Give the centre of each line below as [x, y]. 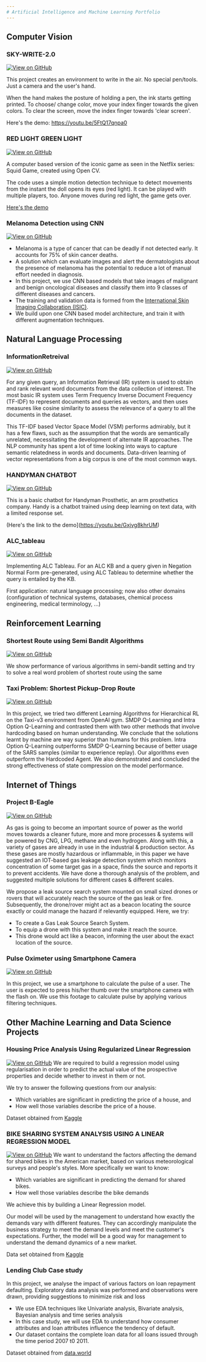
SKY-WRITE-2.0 [31, 54]
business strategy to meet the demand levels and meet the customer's [95, 1230]
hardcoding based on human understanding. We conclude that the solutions [102, 733]
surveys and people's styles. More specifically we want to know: [88, 1168]
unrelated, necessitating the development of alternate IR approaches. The [100, 439]
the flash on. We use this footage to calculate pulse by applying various [97, 997]
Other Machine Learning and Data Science [89, 1022]
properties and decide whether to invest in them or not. [76, 1076]
